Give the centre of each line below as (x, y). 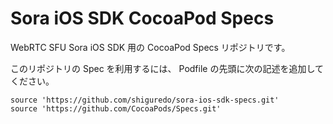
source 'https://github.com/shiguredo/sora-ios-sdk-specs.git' (145, 100)
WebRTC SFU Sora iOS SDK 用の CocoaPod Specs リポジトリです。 (150, 47)
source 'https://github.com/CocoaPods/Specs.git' (116, 108)
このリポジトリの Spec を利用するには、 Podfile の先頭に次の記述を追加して (167, 68)
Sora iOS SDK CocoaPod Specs (142, 18)
